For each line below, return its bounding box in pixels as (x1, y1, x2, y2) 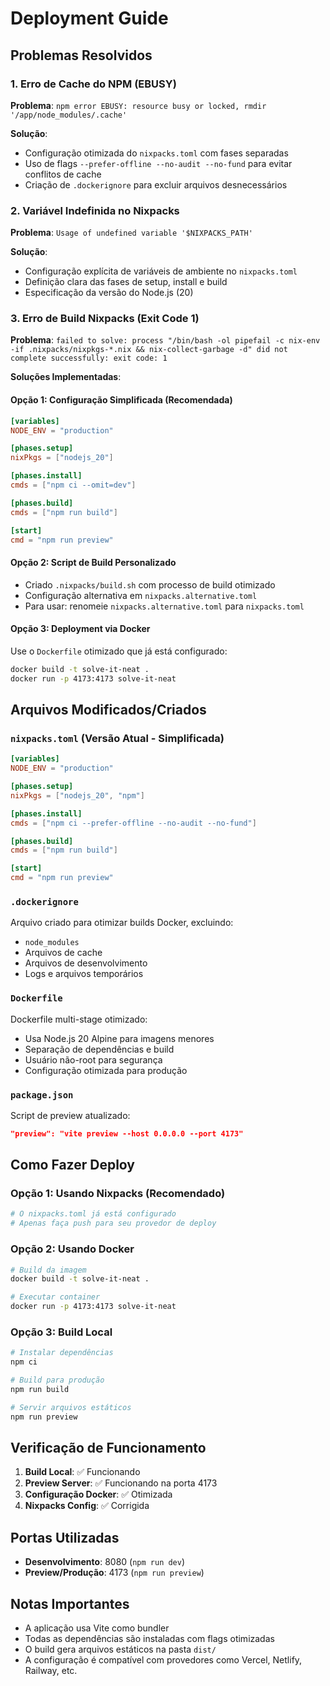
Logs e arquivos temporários (24, 968, 144, 980)
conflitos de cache (24, 168, 102, 180)
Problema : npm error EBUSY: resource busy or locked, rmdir (10, 99, 267, 111)
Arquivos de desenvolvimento (24, 957, 148, 969)
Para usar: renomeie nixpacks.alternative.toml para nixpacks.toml (24, 600, 305, 612)
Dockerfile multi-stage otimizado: (10, 1013, 148, 1025)
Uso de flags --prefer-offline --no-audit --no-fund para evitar (24, 157, 293, 169)
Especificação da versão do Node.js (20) (24, 287, 194, 299)
